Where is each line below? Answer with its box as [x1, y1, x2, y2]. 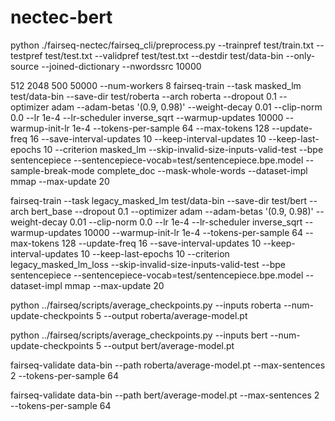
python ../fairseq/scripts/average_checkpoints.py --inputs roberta [10, 299, 282, 311]
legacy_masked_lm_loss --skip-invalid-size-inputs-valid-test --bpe [10, 258, 286, 270]
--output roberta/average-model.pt [103, 309, 248, 321]
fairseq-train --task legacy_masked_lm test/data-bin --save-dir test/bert [10, 194, 308, 206]
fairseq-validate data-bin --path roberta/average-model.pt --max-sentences [10, 359, 326, 371]
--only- [285, 49, 316, 61]
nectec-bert [10, 6, 113, 29]
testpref [10, 49, 43, 61]
